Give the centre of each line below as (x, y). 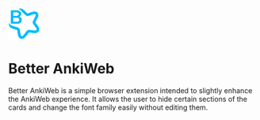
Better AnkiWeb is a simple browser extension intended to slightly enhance (130, 90)
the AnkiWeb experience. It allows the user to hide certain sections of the (128, 99)
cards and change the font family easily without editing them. (108, 107)
